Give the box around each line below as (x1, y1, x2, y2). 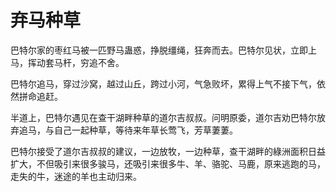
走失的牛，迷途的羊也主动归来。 (10, 170, 142, 182)
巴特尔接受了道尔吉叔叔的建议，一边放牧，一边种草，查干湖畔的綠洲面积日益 (10, 145, 326, 157)
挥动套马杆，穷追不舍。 (27, 56, 125, 68)
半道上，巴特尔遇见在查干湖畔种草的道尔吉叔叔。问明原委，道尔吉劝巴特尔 (10, 111, 317, 123)
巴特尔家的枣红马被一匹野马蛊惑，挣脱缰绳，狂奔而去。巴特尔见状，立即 (10, 44, 308, 56)
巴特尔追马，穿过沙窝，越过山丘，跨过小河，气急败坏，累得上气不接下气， (10, 77, 317, 90)
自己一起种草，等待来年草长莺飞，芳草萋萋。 (53, 124, 238, 136)
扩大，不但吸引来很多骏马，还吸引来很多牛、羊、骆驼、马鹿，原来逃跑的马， (10, 157, 326, 170)
